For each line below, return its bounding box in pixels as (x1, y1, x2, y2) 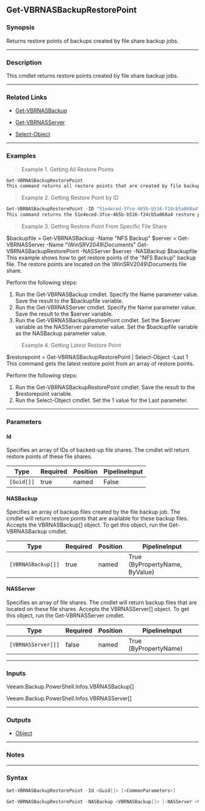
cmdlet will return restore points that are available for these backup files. (6, 515, 189, 522)
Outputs (6, 716, 32, 724)
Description (6, 58, 42, 67)
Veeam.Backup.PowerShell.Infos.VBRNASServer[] (6, 694, 132, 702)
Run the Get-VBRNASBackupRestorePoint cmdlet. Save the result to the (15, 383, 195, 391)
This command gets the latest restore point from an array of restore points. (6, 360, 195, 368)
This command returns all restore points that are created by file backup (6, 183, 201, 189)
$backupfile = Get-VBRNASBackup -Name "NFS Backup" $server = (6, 235, 177, 242)
